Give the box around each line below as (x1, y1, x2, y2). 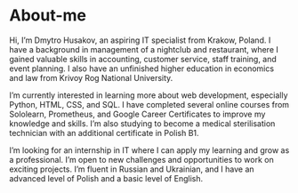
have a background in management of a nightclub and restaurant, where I (9, 44, 278, 54)
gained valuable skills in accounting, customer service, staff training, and (9, 53, 278, 64)
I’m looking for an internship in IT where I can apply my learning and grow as (9, 144, 290, 156)
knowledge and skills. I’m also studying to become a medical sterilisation (9, 117, 276, 129)
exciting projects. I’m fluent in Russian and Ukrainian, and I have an (9, 164, 255, 174)
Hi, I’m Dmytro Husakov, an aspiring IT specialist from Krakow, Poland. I (9, 35, 271, 45)
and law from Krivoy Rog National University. (9, 72, 173, 83)
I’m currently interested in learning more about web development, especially (9, 90, 288, 101)
